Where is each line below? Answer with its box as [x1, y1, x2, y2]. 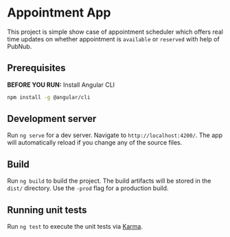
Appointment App [7, 5, 111, 21]
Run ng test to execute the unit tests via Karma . [7, 223, 143, 231]
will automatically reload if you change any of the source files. [7, 138, 183, 147]
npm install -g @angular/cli [7, 94, 91, 101]
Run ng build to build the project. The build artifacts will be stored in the [7, 177, 211, 185]
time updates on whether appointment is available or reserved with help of [7, 34, 220, 43]
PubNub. [7, 42, 32, 50]
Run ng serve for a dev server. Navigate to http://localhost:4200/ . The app [7, 131, 223, 139]
